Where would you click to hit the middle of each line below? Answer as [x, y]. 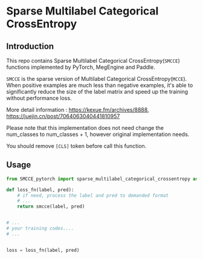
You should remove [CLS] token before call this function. [76, 146]
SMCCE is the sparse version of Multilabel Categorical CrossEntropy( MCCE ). [97, 79]
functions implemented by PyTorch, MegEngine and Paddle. [81, 67]
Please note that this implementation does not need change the [85, 128]
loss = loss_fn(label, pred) [43, 250]
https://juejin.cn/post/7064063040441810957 [63, 116]
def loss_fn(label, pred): [40, 190]
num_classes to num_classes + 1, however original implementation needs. [98, 134]
